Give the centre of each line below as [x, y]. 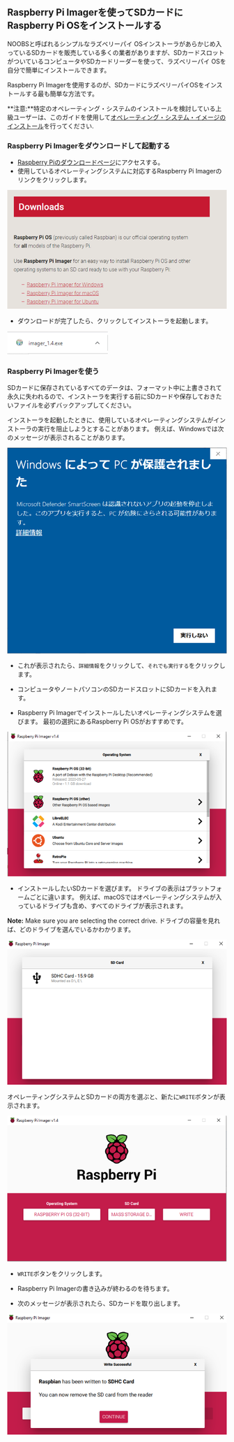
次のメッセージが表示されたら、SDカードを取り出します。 [101, 1303]
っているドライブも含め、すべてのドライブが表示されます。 [102, 906]
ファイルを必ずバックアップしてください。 [74, 405]
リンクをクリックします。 [54, 180]
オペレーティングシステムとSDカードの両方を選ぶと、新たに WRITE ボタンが [114, 1097]
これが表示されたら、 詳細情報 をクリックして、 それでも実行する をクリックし [122, 665]
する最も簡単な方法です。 [62, 94]
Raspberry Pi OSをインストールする [85, 26]
